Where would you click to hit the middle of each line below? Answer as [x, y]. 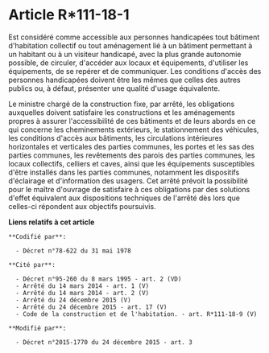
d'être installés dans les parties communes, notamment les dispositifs [124, 172]
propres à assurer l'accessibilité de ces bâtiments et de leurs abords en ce [132, 121]
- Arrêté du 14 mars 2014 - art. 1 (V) [83, 286]
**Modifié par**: [37, 328]
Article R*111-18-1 [69, 15]
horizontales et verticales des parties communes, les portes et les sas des [131, 146]
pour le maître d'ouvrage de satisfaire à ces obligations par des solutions [129, 189]
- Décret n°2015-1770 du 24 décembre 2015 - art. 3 [104, 342]
